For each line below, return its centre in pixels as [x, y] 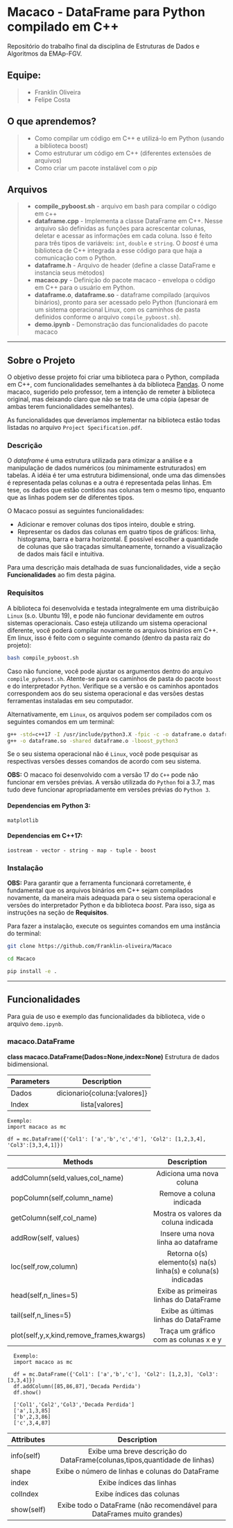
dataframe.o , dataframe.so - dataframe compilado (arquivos [122, 295]
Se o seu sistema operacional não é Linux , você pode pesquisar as [103, 754]
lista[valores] [102, 1104]
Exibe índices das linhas [137, 1482]
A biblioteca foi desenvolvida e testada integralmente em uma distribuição [113, 608]
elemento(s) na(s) [188, 1262]
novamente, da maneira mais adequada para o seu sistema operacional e [112, 898]
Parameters [30, 1081]
